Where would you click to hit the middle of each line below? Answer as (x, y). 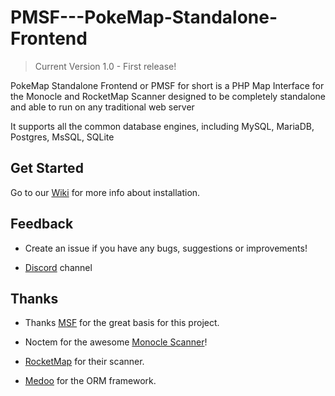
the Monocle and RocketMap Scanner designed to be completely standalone (168, 96)
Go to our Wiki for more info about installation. (105, 192)
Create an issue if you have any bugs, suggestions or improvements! (166, 248)
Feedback (42, 224)
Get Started (47, 168)
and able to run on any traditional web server (102, 107)
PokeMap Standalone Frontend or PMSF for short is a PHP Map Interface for (167, 85)
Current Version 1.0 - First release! (105, 66)
